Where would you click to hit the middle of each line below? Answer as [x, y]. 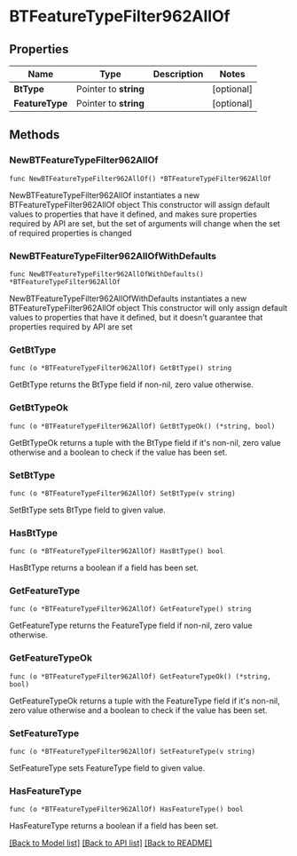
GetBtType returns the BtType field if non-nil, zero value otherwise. [132, 384]
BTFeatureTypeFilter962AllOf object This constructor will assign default [140, 204]
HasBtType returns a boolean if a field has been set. [104, 568]
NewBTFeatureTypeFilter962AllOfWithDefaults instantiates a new [128, 298]
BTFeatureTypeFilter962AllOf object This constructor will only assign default [148, 307]
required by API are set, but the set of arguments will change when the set [145, 223]
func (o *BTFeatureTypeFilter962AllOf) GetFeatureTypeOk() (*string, [141, 677]
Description [178, 74]
